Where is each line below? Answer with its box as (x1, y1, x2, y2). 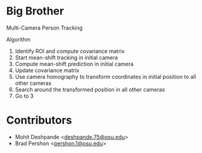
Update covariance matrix (14, 66, 80, 73)
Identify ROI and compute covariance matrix (14, 47, 125, 55)
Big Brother (6, 4, 65, 18)
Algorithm (6, 36, 31, 43)
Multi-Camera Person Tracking (6, 24, 83, 31)
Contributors (6, 113, 72, 127)
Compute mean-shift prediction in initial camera (14, 60, 134, 67)
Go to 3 (14, 92, 34, 99)
